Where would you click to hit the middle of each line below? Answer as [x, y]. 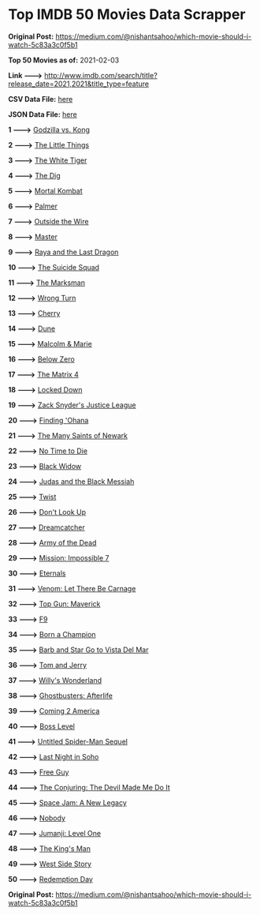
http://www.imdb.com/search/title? [101, 75]
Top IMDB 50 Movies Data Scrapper [127, 15]
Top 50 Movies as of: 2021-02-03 [64, 60]
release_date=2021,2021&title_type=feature [79, 84]
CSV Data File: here [41, 99]
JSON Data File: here [43, 114]
